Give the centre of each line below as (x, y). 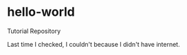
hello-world (41, 12)
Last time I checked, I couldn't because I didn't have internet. (93, 44)
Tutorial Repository (34, 31)
